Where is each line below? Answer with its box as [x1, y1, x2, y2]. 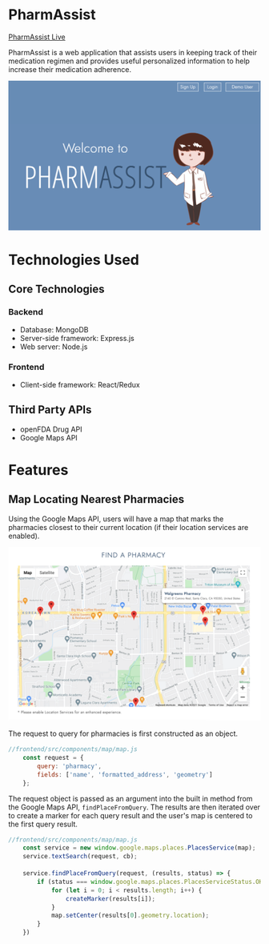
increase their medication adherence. [8, 64, 132, 74]
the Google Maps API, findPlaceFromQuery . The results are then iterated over [8, 802, 261, 812]
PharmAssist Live [8, 32, 66, 42]
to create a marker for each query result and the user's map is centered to [8, 810, 253, 820]
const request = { [22, 754, 84, 762]
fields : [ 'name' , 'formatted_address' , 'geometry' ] [37, 770, 214, 778]
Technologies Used [8, 251, 140, 269]
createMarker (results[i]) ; [65, 894, 156, 902]
